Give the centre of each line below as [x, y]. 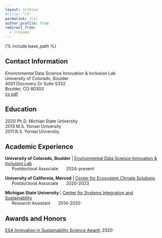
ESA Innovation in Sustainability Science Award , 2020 [59, 230]
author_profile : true [27, 23]
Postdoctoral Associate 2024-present [53, 169]
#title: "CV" [18, 14]
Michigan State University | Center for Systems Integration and [69, 193]
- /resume [19, 32]
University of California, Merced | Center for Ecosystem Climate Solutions [80, 178]
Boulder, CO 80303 [24, 89]
